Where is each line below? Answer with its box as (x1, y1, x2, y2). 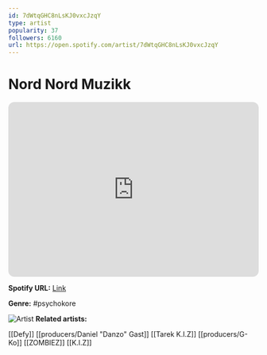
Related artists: (35, 314, 87, 324)
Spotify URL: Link (8, 284, 67, 293)
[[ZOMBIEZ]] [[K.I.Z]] (23, 338, 92, 348)
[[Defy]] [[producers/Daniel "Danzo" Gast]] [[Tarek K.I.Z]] (8, 330, 197, 339)
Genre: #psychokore (8, 299, 76, 308)
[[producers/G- (198, 330, 249, 339)
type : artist (8, 19, 52, 27)
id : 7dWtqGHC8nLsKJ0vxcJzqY (8, 11, 102, 20)
